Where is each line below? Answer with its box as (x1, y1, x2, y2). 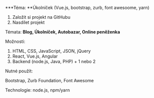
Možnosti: (5, 38, 26, 44)
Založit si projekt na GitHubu (12, 14, 71, 20)
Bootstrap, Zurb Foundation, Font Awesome (5, 78, 94, 83)
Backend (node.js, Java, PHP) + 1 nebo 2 (12, 59, 96, 64)
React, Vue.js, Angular (12, 53, 58, 59)
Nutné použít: (5, 68, 33, 74)
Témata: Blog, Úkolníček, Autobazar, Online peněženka (5, 29, 120, 34)
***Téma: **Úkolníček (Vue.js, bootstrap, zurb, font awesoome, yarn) (5, 5, 150, 10)
